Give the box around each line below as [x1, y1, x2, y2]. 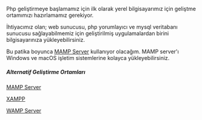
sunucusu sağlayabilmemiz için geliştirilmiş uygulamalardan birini [6, 30, 169, 37]
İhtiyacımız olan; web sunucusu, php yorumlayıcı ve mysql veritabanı [6, 24, 178, 30]
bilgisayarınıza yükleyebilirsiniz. [6, 36, 86, 43]
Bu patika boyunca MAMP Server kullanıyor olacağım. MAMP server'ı [6, 48, 179, 55]
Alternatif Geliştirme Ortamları [6, 68, 86, 75]
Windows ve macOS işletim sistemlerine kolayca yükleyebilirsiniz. [6, 55, 170, 61]
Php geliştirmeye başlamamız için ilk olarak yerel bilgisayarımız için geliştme [6, 5, 196, 12]
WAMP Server [6, 107, 41, 114]
